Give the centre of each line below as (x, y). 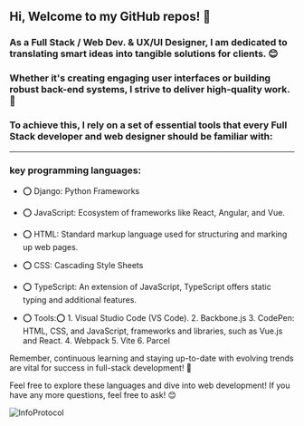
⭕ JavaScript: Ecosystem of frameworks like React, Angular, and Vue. (153, 212)
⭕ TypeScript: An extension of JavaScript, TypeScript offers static (147, 286)
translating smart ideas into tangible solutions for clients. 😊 (144, 53)
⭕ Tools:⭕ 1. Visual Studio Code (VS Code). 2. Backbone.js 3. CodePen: (158, 317)
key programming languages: (76, 170)
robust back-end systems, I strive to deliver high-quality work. (150, 90)
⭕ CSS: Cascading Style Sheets (83, 265)
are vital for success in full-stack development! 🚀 (100, 367)
